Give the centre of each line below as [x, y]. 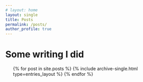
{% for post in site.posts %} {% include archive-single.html [75, 69]
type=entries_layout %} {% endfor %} [53, 74]
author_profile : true [29, 29]
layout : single [22, 15]
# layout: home [22, 10]
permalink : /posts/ [26, 24]
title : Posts [19, 19]
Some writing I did [45, 55]
